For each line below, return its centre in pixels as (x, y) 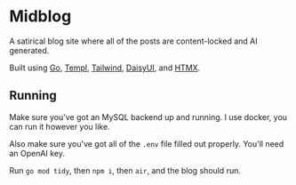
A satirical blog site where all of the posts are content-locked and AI (133, 41)
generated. (29, 50)
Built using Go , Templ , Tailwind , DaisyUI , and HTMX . (105, 68)
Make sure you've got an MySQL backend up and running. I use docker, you (148, 117)
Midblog (40, 16)
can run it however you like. (60, 126)
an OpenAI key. (37, 153)
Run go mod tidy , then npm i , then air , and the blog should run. (125, 170)
